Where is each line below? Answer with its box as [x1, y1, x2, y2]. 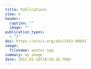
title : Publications [5, 7, 47, 12]
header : [5, 16, 21, 21]
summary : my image [5, 52, 43, 57]
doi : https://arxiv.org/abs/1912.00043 [5, 39, 87, 44]
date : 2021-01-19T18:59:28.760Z [5, 57, 71, 62]
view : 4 [5, 12, 21, 17]
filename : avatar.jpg [9, 48, 54, 52]
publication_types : [5, 30, 45, 34]
